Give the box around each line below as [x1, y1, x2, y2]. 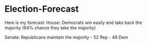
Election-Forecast [4, 3, 79, 15]
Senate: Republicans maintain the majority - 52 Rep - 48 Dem [4, 34, 128, 40]
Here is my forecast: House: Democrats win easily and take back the [4, 20, 143, 25]
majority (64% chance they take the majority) [4, 24, 96, 30]
